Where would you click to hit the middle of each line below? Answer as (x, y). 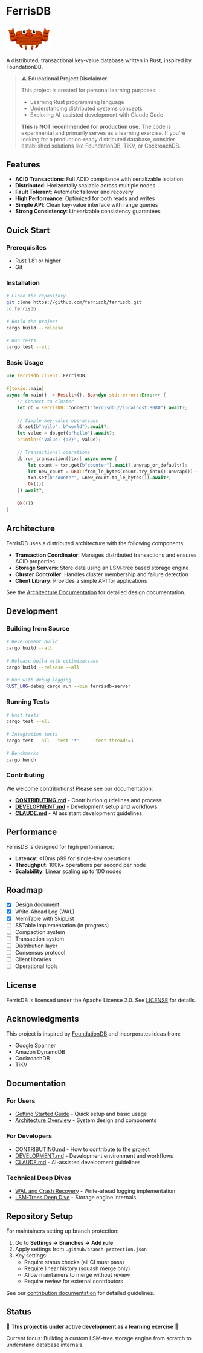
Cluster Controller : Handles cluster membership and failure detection (101, 574)
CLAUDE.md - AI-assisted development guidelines (78, 1162)
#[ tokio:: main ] (25, 389)
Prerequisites (26, 247)
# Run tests (21, 341)
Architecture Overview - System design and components (86, 1120)
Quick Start (28, 230)
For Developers (29, 1136)
